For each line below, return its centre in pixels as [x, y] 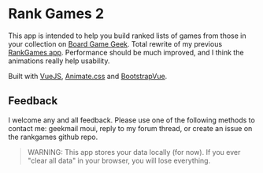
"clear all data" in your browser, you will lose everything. [119, 160]
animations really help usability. [59, 61]
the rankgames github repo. [53, 137]
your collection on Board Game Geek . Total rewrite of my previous [115, 43]
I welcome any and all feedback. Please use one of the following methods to [132, 120]
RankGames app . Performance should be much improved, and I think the [126, 52]
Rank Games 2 [56, 14]
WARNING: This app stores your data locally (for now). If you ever [134, 152]
